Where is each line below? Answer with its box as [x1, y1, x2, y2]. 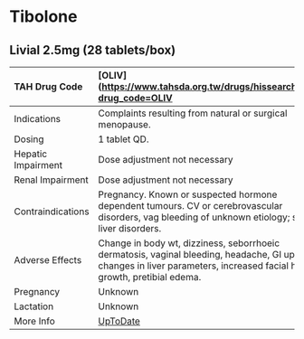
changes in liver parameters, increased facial [98, 259, 290, 272]
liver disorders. [98, 222, 162, 234]
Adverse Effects [14, 254, 82, 266]
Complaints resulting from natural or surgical [98, 107, 288, 119]
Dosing [14, 133, 44, 146]
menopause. [98, 118, 151, 130]
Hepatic [14, 147, 48, 160]
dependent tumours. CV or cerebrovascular [98, 200, 283, 212]
